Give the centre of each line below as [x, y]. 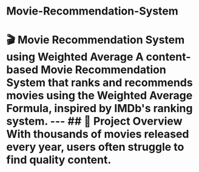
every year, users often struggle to [95, 147]
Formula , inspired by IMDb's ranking [99, 109]
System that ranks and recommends [99, 83]
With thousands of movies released [98, 134]
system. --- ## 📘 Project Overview [94, 121]
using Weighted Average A [75, 57]
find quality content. [59, 160]
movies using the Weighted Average [99, 96]
